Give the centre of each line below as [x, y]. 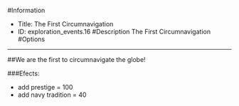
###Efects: [23, 73]
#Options [31, 39]
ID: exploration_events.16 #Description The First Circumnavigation [114, 32]
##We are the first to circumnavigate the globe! [76, 59]
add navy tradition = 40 [52, 95]
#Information [26, 10]
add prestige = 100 [45, 87]
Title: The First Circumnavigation [65, 24]
